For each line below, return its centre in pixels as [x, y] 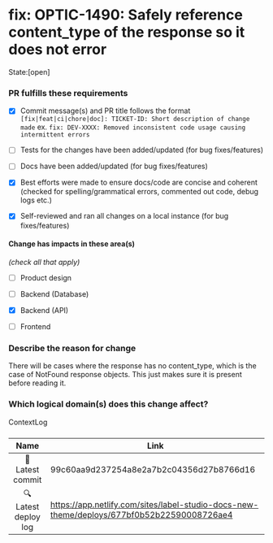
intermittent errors [55, 135]
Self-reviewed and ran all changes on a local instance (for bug [124, 216]
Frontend [35, 326]
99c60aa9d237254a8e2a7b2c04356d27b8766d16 [153, 469]
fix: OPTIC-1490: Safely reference [126, 15]
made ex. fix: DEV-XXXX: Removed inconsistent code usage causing [133, 127]
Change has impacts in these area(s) [72, 244]
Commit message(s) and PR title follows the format [105, 111]
